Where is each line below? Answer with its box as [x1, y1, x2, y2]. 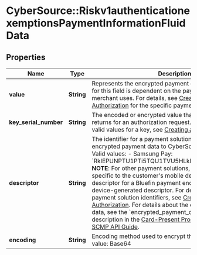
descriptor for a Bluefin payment [91, 179, 181, 187]
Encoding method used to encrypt [91, 232, 186, 240]
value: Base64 [91, 240, 131, 247]
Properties [6, 52, 46, 62]
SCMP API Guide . [91, 223, 140, 230]
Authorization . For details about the [91, 201, 189, 209]
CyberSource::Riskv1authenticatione [6, 4, 191, 18]
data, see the [91, 208, 128, 216]
